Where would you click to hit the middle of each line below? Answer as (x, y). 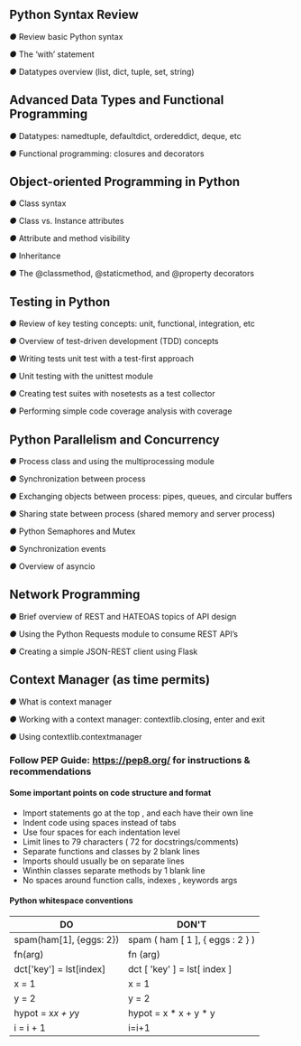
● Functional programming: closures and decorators (107, 154)
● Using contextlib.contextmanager (76, 736)
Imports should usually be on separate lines (103, 861)
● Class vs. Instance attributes (67, 221)
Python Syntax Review (74, 15)
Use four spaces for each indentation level (101, 832)
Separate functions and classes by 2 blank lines (111, 851)
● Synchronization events (58, 549)
